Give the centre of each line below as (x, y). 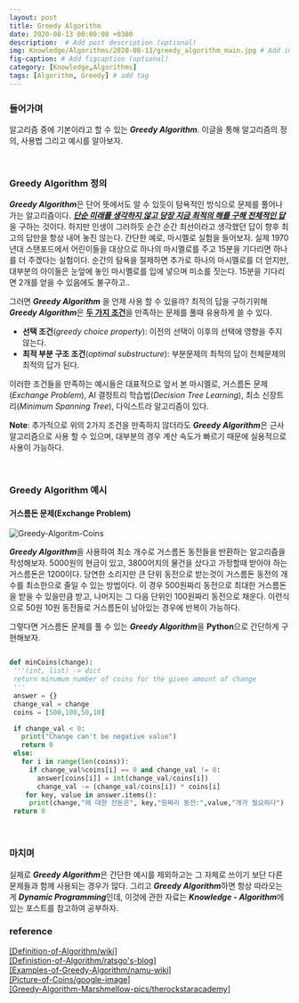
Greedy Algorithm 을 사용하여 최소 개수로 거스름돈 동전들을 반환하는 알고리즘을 (148, 552)
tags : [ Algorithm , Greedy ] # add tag (79, 76)
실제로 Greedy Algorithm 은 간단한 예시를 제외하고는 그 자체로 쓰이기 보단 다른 (146, 875)
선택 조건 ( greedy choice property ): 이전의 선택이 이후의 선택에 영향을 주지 (152, 332)
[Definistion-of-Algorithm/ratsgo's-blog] (83, 960)
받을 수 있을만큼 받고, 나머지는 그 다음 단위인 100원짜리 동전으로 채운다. (142, 597)
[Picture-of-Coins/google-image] (70, 979)
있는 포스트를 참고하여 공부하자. (64, 908)
